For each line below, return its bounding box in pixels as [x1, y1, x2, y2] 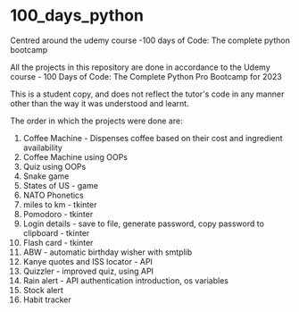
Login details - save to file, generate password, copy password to [22, 218, 264, 229]
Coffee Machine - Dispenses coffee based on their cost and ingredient [22, 132, 284, 143]
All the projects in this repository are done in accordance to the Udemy [10, 62, 270, 72]
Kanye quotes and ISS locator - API [22, 256, 153, 266]
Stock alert [22, 284, 63, 295]
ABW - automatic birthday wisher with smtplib [22, 247, 193, 257]
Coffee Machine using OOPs [22, 151, 129, 162]
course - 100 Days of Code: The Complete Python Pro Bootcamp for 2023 [10, 71, 282, 81]
